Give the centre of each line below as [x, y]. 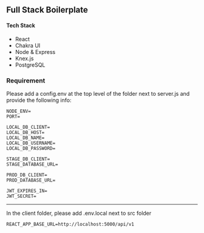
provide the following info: [39, 100]
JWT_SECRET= [21, 196]
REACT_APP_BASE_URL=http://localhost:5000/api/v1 [70, 224]
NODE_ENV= [19, 111]
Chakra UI [28, 46]
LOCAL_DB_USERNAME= [31, 143]
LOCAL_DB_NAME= [25, 138]
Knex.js [24, 58]
